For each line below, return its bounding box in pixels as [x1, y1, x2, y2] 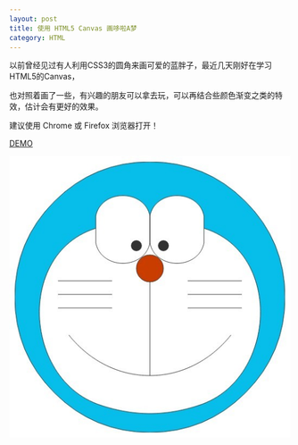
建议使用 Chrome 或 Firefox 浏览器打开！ [9, 121, 159, 131]
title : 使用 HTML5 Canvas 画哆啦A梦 [9, 23, 137, 33]
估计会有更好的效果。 [24, 101, 103, 112]
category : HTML [9, 33, 66, 42]
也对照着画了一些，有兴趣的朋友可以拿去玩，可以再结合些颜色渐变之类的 [9, 90, 275, 101]
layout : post [9, 14, 58, 23]
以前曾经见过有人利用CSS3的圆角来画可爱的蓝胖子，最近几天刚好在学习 [9, 60, 272, 71]
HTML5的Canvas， [9, 71, 80, 82]
